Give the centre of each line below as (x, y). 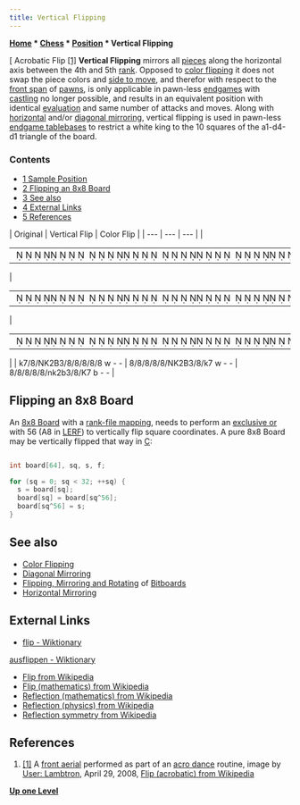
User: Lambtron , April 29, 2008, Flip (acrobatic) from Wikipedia (138, 774)
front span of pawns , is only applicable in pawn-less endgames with (135, 88)
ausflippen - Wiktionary (53, 659)
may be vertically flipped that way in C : (81, 441)
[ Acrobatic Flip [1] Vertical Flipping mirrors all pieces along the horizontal (146, 60)
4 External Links (52, 207)
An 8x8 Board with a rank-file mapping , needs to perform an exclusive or (143, 422)
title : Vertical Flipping (57, 17)
